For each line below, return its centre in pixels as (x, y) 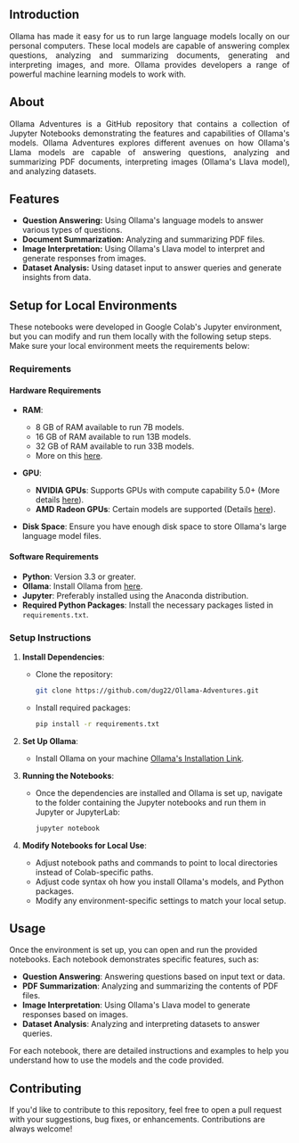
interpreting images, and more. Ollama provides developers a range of (149, 64)
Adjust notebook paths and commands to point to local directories (157, 862)
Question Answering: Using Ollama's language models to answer (143, 220)
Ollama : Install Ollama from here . (82, 586)
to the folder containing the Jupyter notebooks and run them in (151, 802)
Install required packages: (83, 708)
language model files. (61, 536)
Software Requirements (54, 556)
